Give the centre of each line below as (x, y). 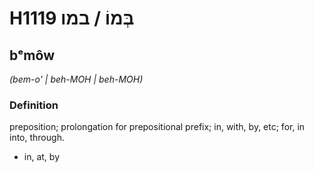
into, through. (37, 138)
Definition (34, 105)
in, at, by (42, 157)
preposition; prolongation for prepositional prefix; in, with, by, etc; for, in (157, 127)
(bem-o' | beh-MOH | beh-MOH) (76, 79)
